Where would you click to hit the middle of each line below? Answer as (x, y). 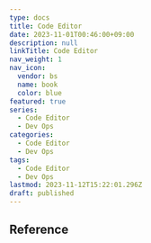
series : (24, 110)
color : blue (40, 93)
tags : (19, 160)
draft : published (42, 193)
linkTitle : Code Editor (54, 51)
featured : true (38, 101)
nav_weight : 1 (36, 59)
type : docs (30, 18)
